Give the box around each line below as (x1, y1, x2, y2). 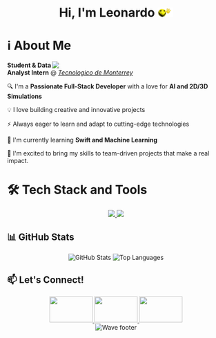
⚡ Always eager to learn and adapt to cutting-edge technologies (7, 120, 190, 129)
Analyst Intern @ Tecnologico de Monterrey (7, 68, 133, 77)
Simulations (7, 92, 43, 101)
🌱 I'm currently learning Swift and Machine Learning (7, 136, 157, 144)
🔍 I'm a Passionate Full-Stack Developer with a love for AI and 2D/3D (7, 82, 208, 91)
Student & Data (7, 61, 52, 70)
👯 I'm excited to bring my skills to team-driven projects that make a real (7, 149, 210, 158)
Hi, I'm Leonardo (59, 5, 155, 21)
